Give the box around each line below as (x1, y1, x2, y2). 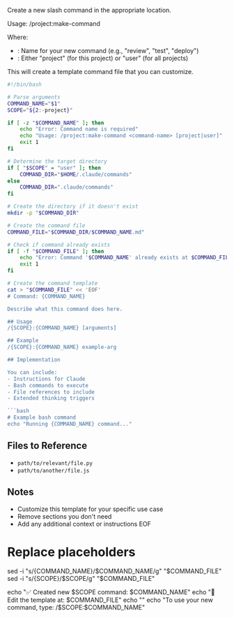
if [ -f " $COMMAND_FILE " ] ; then (7, 247, 104, 254)
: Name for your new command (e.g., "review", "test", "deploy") (17, 47, 199, 55)
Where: (7, 33, 29, 41)
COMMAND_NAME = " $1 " (7, 100, 61, 107)
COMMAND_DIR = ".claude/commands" (19, 184, 114, 191)
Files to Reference (7, 440, 88, 452)
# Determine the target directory (7, 157, 108, 165)
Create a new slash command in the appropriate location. (7, 6, 172, 14)
